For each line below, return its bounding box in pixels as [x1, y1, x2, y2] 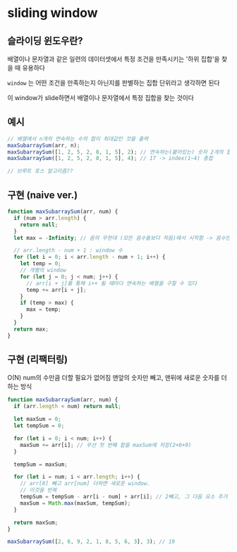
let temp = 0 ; [20, 260, 61, 267]
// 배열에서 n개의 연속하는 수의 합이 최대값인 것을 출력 [7, 135, 149, 142]
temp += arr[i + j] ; [25, 286, 87, 293]
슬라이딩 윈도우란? [7, 35, 83, 47]
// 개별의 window [20, 266, 67, 274]
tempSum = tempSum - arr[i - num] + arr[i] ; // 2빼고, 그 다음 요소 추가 [20, 493, 228, 501]
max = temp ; [25, 306, 61, 313]
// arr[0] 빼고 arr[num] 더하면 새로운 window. [20, 480, 150, 487]
